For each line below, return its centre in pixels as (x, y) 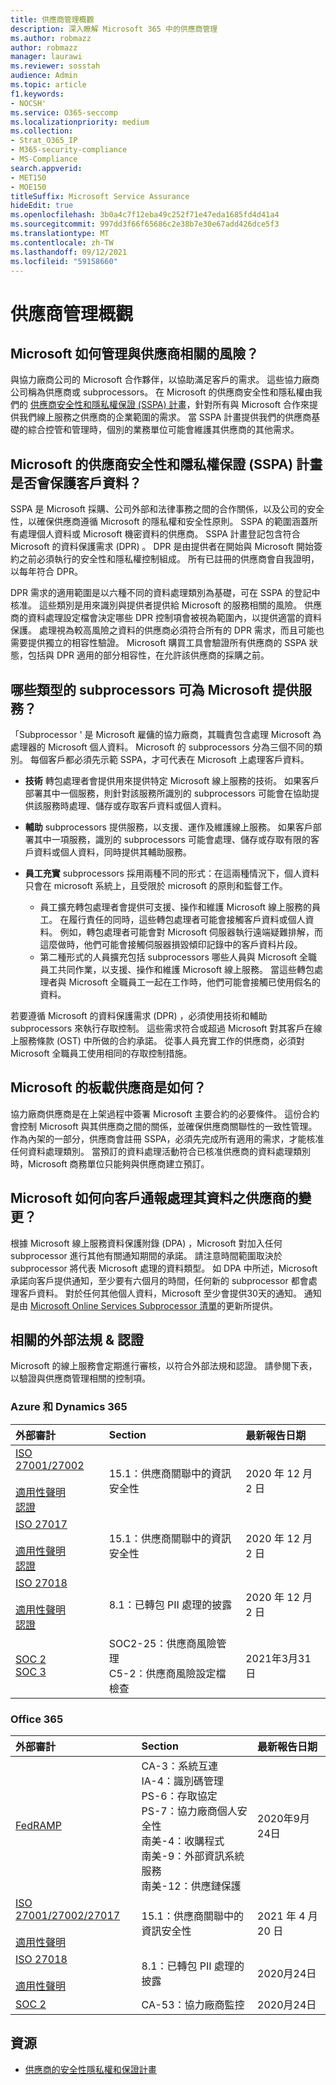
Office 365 (37, 1719)
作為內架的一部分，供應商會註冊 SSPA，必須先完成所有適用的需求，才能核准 (167, 1138)
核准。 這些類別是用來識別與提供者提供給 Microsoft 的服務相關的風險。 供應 (166, 605)
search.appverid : (46, 168)
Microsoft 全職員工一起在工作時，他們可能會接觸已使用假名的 (195, 982)
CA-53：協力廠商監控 (193, 2005)
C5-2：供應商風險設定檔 (167, 1673)
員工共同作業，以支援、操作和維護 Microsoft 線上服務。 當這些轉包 (177, 969)
